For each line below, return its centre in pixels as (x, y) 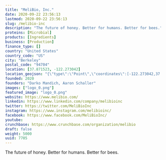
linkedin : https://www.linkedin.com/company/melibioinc (64, 102)
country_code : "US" (25, 56)
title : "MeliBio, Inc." (30, 10)
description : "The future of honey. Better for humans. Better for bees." (84, 28)
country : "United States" (32, 51)
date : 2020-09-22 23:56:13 (33, 14)
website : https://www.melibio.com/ (42, 97)
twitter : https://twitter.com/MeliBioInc (48, 106)
